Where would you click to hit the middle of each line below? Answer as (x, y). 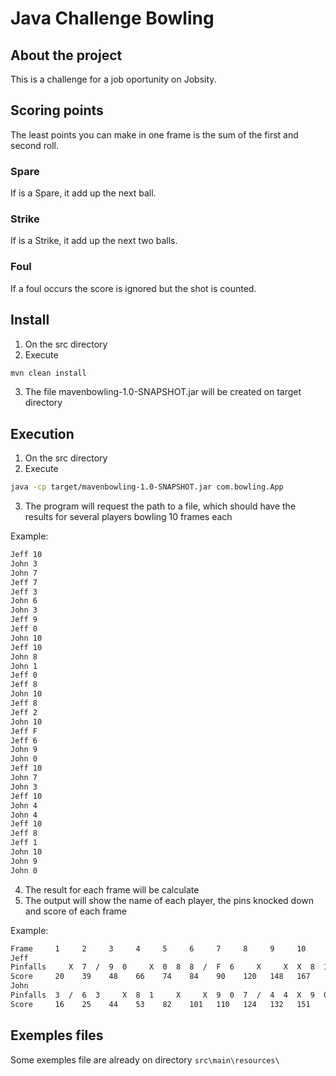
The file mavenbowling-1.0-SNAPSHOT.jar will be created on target (163, 392)
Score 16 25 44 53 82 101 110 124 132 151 (160, 1004)
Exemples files (57, 1035)
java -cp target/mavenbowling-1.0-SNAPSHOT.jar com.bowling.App (147, 487)
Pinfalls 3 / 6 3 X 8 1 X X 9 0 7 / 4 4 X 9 (162, 995)
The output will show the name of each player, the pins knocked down (169, 900)
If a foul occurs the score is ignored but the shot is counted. (133, 288)
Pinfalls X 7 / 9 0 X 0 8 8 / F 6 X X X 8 (162, 967)
